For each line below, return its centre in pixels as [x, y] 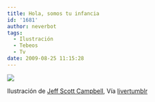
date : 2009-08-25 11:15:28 [46, 59]
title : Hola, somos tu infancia [53, 13]
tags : [15, 33]
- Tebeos [26, 45]
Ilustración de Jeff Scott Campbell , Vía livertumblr [77, 91]
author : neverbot [32, 26]
